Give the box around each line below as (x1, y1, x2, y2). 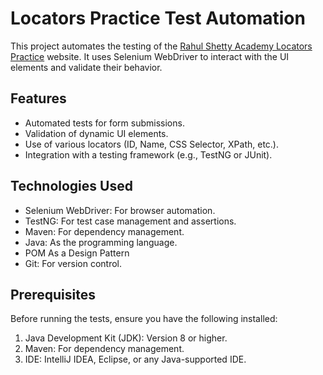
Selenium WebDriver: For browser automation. (24, 204, 216, 216)
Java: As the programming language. (24, 236, 178, 248)
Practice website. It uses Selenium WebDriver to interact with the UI (10, 50, 290, 62)
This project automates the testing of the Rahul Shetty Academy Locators (10, 40, 313, 52)
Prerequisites (10, 286, 96, 303)
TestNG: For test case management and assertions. (24, 215, 237, 227)
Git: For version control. (24, 257, 123, 269)
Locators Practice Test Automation (10, 7, 306, 30)
